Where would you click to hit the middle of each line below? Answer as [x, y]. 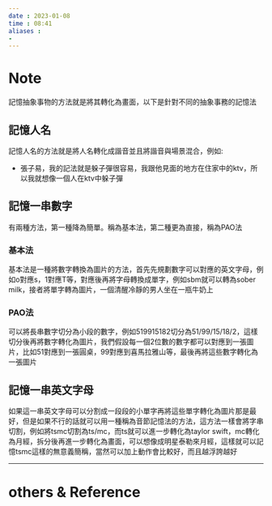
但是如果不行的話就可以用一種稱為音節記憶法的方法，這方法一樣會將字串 [143, 421]
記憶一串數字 [40, 206]
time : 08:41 [30, 23]
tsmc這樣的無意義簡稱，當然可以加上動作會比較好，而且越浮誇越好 [126, 452]
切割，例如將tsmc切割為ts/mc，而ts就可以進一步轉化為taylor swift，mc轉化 [134, 432]
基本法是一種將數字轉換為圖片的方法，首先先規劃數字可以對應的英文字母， [132, 270]
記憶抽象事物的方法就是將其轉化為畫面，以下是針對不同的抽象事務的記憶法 [132, 102]
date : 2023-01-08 [39, 16]
